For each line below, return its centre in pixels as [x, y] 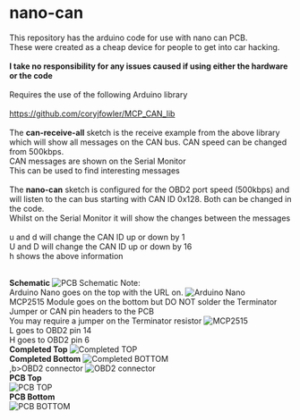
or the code [31, 75]
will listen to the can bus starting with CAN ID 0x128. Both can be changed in [150, 198]
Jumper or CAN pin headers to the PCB [82, 311]
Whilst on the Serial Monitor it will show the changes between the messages [150, 218]
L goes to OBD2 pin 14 [51, 330]
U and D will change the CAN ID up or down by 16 [101, 246]
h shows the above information [66, 256]
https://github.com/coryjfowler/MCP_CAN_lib [92, 113]
